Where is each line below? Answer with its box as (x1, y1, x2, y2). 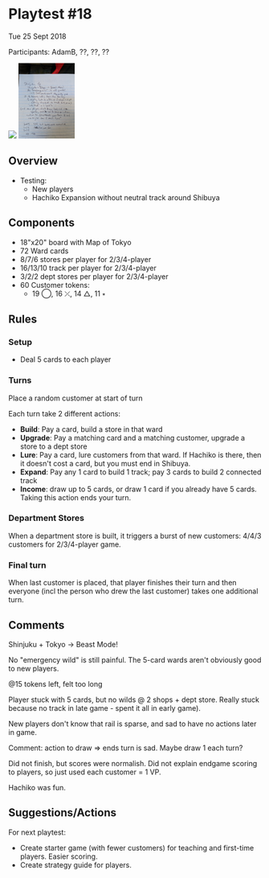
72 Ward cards (19, 246, 69, 256)
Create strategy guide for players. (19, 860, 132, 869)
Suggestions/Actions (8, 806, 117, 820)
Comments (8, 618, 65, 632)
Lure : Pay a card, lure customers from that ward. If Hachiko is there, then (19, 449, 262, 459)
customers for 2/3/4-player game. (8, 540, 122, 549)
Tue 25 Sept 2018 (8, 31, 67, 41)
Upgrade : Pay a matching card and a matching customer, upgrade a (19, 433, 246, 442)
